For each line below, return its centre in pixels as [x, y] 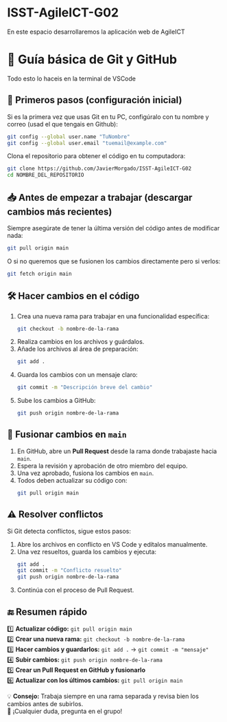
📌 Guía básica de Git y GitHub [92, 59]
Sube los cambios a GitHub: [56, 401]
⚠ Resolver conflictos [55, 515]
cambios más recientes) [60, 211]
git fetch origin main [39, 274]
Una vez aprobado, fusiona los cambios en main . [85, 473]
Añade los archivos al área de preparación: [77, 349]
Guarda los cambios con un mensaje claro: [77, 375]
